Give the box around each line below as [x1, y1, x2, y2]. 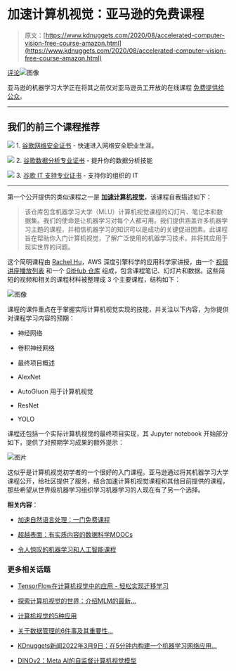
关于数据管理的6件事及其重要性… [17, 627, 114, 635]
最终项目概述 [17, 358, 55, 367]
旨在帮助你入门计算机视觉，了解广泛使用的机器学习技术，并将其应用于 [24, 233, 228, 242]
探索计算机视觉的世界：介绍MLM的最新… [17, 597, 137, 605]
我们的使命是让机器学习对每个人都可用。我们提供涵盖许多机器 [43, 216, 222, 225]
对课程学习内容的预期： [7, 313, 75, 322]
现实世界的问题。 [24, 242, 74, 251]
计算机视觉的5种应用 [17, 612, 77, 620]
